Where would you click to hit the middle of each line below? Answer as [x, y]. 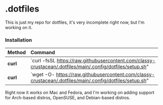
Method [17, 53]
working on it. [19, 27]
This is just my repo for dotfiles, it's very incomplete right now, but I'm [75, 22]
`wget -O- [43, 75]
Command [43, 53]
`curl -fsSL [43, 60]
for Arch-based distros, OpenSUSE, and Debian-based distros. [68, 98]
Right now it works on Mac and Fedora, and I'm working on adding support [80, 92]
